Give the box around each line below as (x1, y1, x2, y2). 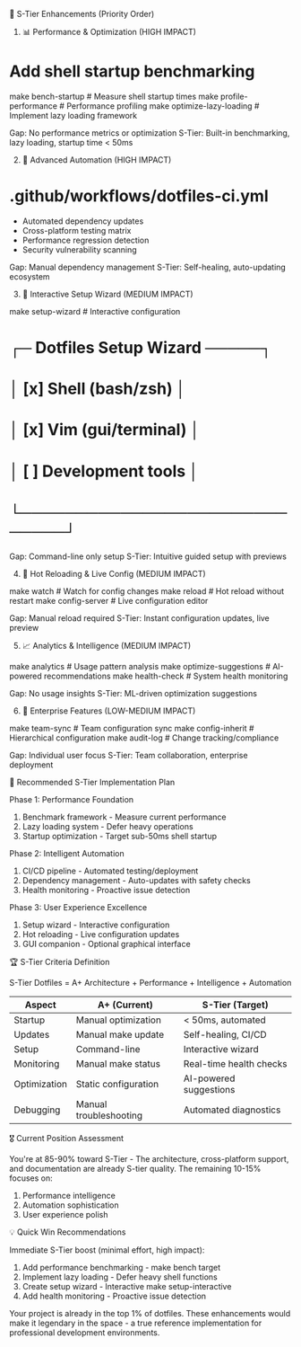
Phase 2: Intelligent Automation (9, 847, 125, 858)
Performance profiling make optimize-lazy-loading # (66, 100, 260, 111)
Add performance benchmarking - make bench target (21, 1262, 221, 1272)
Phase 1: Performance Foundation (9, 793, 134, 804)
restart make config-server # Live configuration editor (9, 595, 209, 606)
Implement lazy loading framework (9, 110, 137, 120)
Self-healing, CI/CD (183, 1028, 267, 1041)
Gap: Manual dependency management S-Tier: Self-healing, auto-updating (9, 261, 287, 272)
